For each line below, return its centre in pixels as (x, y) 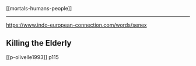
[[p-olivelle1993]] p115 (33, 57)
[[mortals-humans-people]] (39, 8)
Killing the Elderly (39, 43)
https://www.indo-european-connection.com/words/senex (76, 25)
